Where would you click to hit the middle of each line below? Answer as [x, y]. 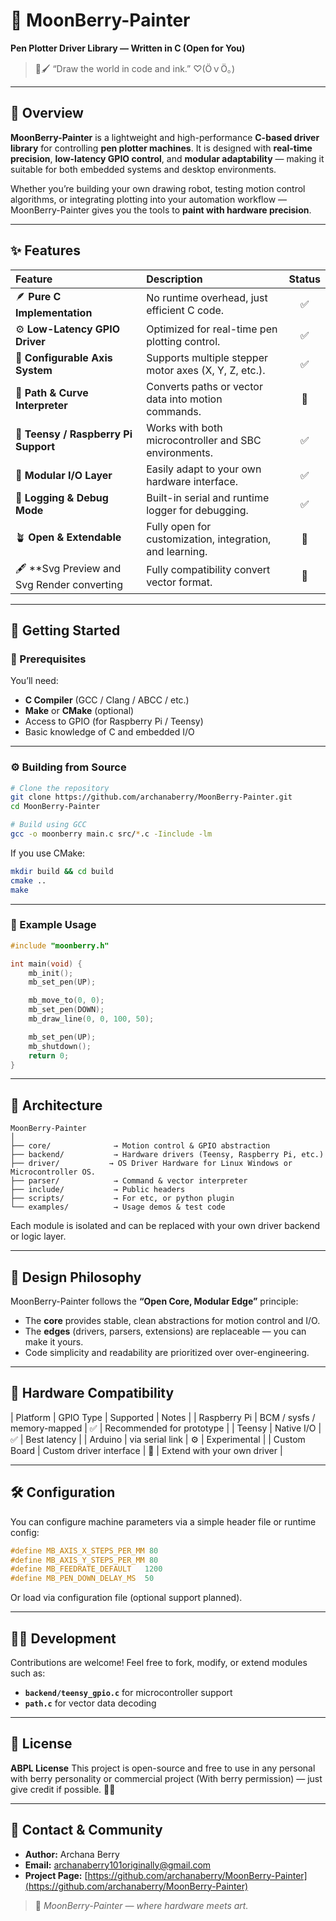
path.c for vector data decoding [90, 1703]
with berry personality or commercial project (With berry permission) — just [166, 1778]
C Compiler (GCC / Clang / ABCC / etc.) [107, 700]
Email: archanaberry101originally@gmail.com [118, 1865]
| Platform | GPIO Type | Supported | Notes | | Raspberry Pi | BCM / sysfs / [163, 1417]
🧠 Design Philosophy [76, 1277]
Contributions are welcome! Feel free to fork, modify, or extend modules [159, 1663]
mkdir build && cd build [62, 871]
